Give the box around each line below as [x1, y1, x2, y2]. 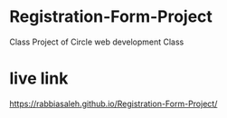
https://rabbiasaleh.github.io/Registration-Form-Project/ [9, 98, 218, 109]
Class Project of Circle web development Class [9, 36, 184, 47]
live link [9, 68, 69, 89]
